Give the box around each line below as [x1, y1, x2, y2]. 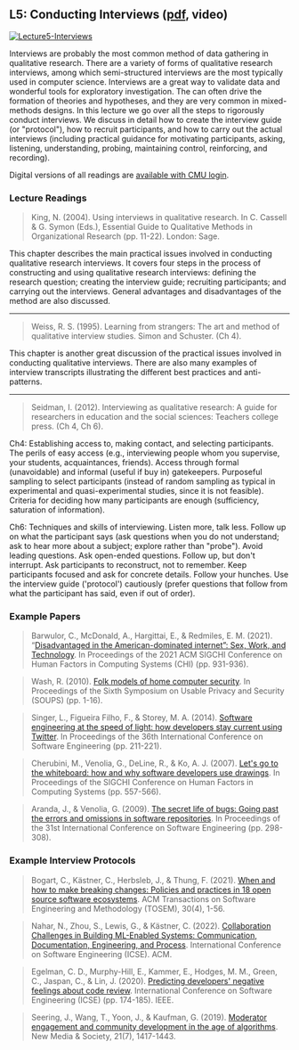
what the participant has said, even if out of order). [9, 588, 196, 599]
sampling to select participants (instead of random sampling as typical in [9, 476, 276, 487]
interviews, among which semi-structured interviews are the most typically [9, 67, 283, 78]
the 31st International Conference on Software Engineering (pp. [30, 823, 263, 833]
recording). [9, 152, 51, 163]
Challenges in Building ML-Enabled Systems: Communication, [30, 930, 258, 940]
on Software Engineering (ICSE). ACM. [30, 948, 173, 959]
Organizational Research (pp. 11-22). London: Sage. [30, 231, 220, 242]
